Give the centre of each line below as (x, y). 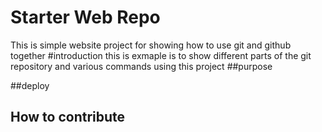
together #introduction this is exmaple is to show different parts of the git (161, 55)
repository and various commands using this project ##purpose (141, 66)
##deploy (30, 85)
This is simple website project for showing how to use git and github (151, 45)
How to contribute (68, 117)
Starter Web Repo (85, 17)
